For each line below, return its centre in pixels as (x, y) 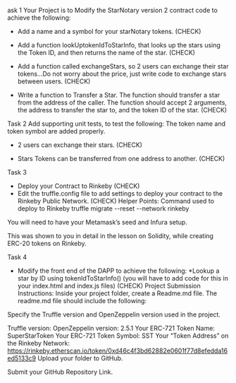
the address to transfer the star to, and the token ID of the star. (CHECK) (122, 110)
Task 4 (17, 257)
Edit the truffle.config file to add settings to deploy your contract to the (120, 193)
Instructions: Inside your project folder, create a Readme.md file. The (117, 293)
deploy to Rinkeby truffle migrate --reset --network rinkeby (103, 208)
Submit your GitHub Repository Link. (60, 372)
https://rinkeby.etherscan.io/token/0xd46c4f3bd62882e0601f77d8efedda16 (117, 350)
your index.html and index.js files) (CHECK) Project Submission (109, 286)
